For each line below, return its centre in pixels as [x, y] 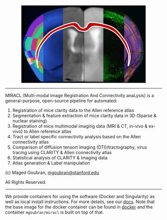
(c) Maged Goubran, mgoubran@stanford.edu [52, 172]
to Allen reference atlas [47, 131]
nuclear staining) [30, 121]
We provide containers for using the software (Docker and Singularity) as [80, 196]
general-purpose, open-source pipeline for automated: [61, 101]
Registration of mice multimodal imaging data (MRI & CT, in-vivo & [80, 126]
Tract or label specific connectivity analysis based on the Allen [77, 137]
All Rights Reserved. [26, 182]
